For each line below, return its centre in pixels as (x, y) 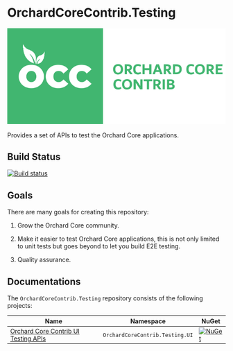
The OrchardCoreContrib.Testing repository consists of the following (105, 298)
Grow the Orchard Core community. (68, 225)
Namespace (148, 321)
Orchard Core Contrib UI (45, 331)
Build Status (34, 157)
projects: (20, 306)
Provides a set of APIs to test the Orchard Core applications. (93, 135)
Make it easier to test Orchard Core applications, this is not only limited (118, 239)
